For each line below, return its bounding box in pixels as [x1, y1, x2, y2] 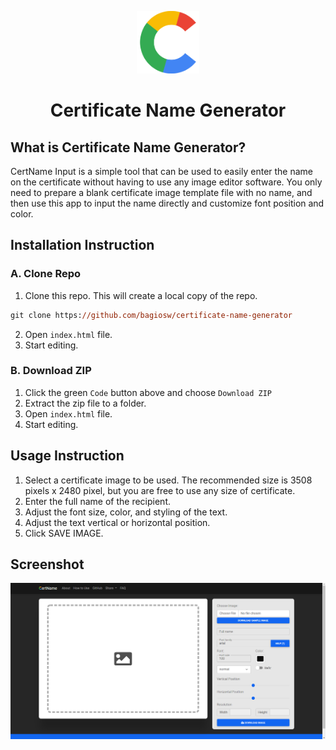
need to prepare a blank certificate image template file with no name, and [10, 187, 313, 198]
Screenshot [10, 556, 85, 573]
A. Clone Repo [10, 267, 82, 281]
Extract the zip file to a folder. [24, 397, 147, 409]
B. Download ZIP [10, 364, 92, 378]
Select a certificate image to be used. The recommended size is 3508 [24, 474, 313, 486]
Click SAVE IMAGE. [24, 527, 104, 539]
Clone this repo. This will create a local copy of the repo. [24, 289, 258, 301]
